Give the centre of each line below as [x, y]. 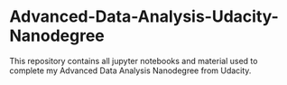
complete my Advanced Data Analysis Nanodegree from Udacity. [130, 71]
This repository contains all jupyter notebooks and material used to [134, 61]
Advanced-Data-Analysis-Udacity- [144, 17]
